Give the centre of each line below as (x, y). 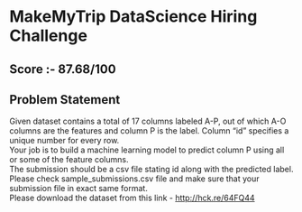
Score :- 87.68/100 (63, 69)
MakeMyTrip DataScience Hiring (133, 17)
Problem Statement (65, 100)
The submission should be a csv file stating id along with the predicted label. (151, 170)
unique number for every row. (64, 141)
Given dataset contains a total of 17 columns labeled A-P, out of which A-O (148, 121)
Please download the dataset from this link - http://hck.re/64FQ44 (132, 198)
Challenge (49, 36)
